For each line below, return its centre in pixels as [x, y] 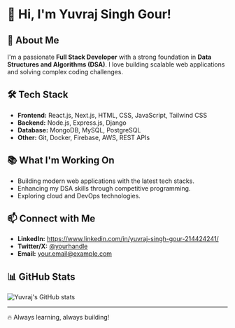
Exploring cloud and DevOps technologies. [79, 196]
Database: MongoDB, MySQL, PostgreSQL [79, 130]
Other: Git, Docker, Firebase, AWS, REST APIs [84, 137]
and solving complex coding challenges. [65, 72]
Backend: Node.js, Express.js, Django [72, 123]
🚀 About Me [33, 40]
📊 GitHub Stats [41, 276]
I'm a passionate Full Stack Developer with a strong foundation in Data [109, 57]
